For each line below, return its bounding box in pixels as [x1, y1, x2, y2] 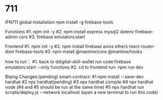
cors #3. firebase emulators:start [19, 34, 85, 40]
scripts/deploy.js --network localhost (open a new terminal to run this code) [5, 89, 159, 95]
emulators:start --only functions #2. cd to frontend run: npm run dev [5, 64, 143, 70]
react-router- [129, 43, 156, 49]
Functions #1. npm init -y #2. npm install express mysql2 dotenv [5, 28, 134, 34]
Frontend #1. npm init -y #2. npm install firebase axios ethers [5, 43, 128, 49]
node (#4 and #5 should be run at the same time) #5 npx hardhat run [5, 84, 144, 90]
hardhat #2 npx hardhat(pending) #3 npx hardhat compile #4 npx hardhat [5, 79, 154, 85]
